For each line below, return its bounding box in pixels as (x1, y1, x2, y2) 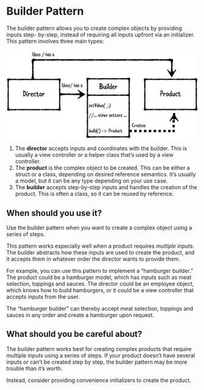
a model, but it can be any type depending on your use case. (15, 177, 168, 184)
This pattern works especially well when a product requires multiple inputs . (6, 242, 195, 250)
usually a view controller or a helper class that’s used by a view (15, 151, 174, 159)
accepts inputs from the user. (6, 293, 80, 300)
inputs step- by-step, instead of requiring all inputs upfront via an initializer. (6, 31, 195, 38)
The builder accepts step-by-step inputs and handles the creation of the (15, 184, 198, 191)
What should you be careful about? (6, 329, 142, 339)
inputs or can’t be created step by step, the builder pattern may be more (6, 358, 188, 366)
